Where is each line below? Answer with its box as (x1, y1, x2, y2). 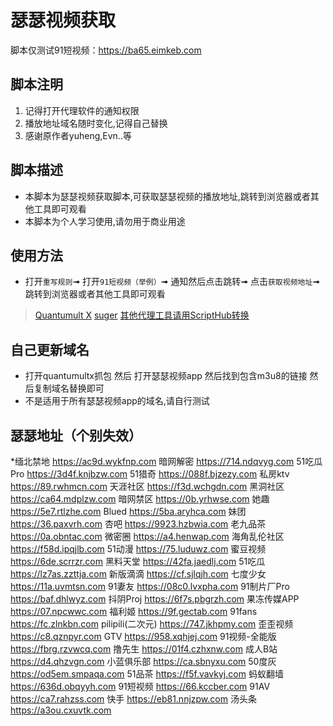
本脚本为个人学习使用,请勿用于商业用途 (24, 215, 186, 227)
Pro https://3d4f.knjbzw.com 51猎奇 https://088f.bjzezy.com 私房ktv (10, 468, 290, 480)
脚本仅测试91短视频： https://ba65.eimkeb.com (10, 44, 202, 56)
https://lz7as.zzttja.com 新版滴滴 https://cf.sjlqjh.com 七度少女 (10, 568, 267, 580)
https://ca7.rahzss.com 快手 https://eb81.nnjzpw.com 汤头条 (10, 693, 257, 705)
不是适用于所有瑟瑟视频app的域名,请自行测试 (24, 395, 210, 407)
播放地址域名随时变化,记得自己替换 (24, 117, 168, 129)
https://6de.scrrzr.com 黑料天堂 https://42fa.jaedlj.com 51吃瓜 (10, 556, 266, 567)
